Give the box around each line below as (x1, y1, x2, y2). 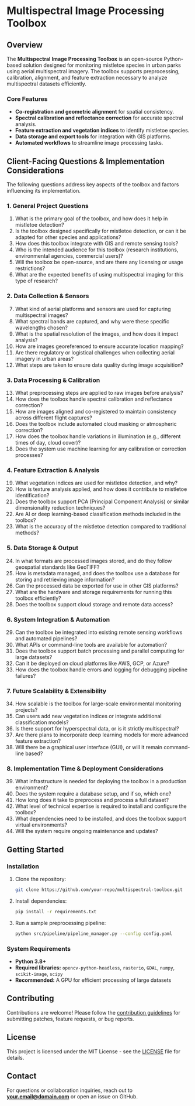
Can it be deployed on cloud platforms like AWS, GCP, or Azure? (15, 660, 170, 667)
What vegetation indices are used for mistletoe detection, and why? (15, 479, 177, 487)
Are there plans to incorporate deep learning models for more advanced (15, 731, 189, 739)
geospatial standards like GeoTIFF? (15, 564, 100, 571)
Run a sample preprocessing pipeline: (15, 919, 106, 926)
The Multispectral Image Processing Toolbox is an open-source (6, 56, 163, 62)
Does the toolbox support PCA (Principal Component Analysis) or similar (15, 498, 189, 505)
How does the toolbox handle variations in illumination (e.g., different (15, 433, 181, 440)
